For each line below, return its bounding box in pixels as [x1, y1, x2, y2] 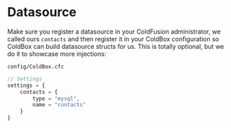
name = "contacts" [32, 101, 86, 108]
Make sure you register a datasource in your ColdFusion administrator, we [7, 27, 221, 36]
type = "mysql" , [32, 95, 80, 102]
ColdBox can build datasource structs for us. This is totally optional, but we [7, 42, 225, 50]
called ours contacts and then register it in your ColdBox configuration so [7, 34, 220, 43]
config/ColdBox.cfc [7, 63, 65, 70]
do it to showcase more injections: [7, 50, 107, 58]
